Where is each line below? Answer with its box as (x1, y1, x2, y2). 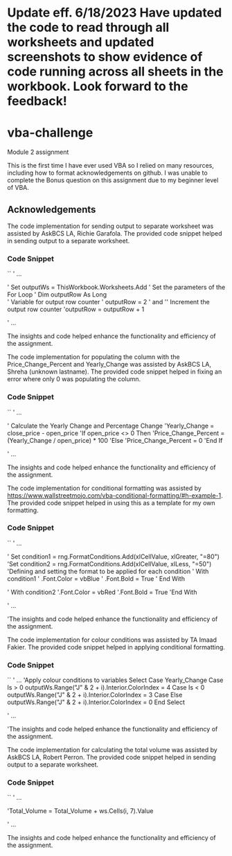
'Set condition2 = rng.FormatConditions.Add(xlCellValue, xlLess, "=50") (7, 559, 212, 568)
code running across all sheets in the (7, 64, 224, 80)
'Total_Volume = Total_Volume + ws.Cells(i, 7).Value (7, 807, 154, 815)
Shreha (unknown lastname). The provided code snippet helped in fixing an (7, 367, 222, 376)
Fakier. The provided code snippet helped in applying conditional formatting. (7, 643, 225, 651)
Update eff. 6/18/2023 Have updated (7, 5, 222, 21)
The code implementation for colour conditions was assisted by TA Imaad (7, 636, 217, 644)
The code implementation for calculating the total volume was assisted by (7, 746, 218, 754)
